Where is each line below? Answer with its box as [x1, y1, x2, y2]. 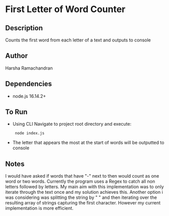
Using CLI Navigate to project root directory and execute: [12, 121, 132, 127]
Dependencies [5, 80, 52, 88]
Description [5, 24, 43, 32]
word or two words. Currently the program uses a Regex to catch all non [5, 178, 155, 185]
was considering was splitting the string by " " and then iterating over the [5, 194, 157, 200]
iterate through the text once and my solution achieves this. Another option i [5, 189, 163, 195]
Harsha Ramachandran [5, 65, 53, 71]
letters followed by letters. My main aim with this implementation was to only [5, 184, 164, 190]
